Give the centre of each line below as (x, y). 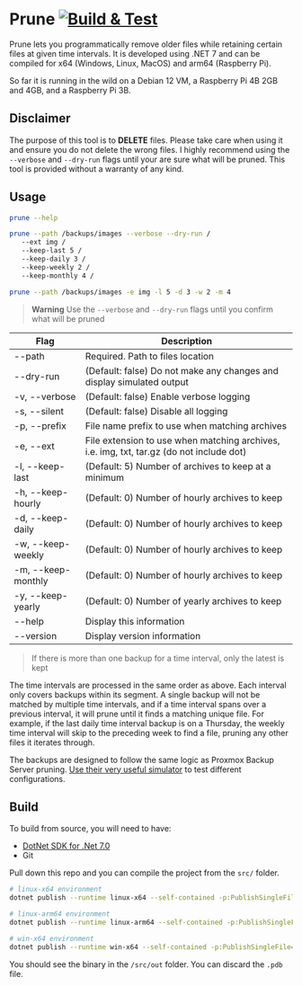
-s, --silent (39, 411)
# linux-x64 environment (56, 890)
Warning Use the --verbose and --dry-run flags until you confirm (152, 309)
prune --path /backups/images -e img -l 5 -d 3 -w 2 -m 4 (120, 292)
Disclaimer (40, 118)
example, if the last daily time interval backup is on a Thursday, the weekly (147, 723)
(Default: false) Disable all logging (156, 411)
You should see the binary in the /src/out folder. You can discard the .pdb (146, 964)
